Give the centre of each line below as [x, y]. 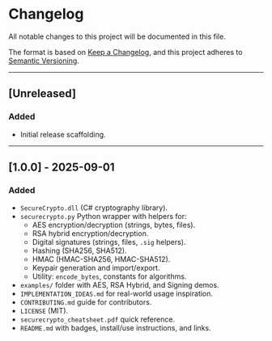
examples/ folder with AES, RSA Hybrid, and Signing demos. [120, 285]
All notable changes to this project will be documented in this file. [117, 36]
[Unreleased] [42, 94]
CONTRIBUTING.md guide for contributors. [86, 302]
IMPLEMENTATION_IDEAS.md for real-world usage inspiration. [116, 294]
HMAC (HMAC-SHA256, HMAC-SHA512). [101, 259]
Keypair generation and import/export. [96, 268]
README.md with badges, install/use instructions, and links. [116, 328]
